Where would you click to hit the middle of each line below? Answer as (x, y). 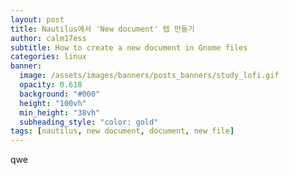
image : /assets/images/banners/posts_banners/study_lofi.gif (149, 76)
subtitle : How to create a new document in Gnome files (129, 47)
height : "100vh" (53, 103)
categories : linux (48, 57)
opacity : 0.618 (51, 85)
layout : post (37, 19)
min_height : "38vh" (60, 112)
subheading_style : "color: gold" (89, 122)
